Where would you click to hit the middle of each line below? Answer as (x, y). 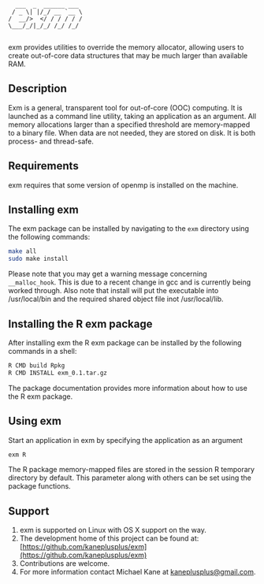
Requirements (43, 166)
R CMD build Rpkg (37, 366)
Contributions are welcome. (65, 564)
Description (37, 89)
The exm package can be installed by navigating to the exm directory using (129, 229)
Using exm (35, 421)
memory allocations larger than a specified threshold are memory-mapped (129, 125)
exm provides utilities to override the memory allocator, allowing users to (126, 47)
